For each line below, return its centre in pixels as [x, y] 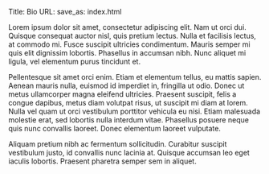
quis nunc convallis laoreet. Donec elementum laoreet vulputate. [114, 128]
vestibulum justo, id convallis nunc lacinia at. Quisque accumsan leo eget [129, 153]
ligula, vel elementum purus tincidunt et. [75, 61]
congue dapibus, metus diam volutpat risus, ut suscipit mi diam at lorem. [128, 103]
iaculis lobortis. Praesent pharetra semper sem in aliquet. [102, 161]
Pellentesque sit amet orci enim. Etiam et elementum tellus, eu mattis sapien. [135, 77]
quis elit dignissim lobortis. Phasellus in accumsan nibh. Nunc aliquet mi [127, 53]
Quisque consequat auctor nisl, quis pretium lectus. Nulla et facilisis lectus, [132, 36]
